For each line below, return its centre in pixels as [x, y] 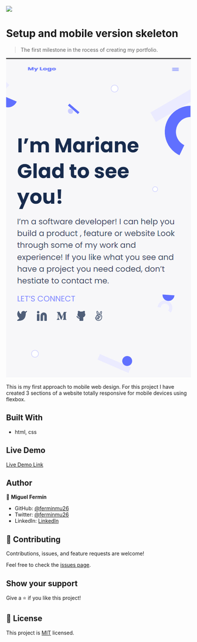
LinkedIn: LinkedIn [37, 521]
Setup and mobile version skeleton [92, 34]
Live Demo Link [25, 465]
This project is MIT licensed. [40, 633]
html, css [26, 432]
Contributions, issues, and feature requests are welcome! [75, 554]
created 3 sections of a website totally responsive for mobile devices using [96, 393]
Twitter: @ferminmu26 [42, 515]
